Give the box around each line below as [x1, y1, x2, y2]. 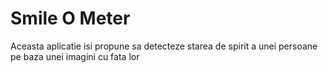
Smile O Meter [10, 7, 131, 30]
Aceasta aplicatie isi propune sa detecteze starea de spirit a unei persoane [10, 40, 318, 52]
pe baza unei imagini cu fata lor [10, 50, 140, 62]
